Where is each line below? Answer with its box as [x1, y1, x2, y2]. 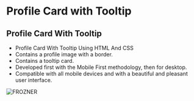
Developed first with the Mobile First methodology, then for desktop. [15, 64, 187, 71]
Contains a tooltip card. [15, 57, 74, 64]
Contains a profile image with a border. [15, 51, 113, 58]
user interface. [15, 77, 52, 83]
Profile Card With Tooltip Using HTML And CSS [15, 44, 134, 51]
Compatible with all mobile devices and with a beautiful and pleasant [15, 70, 188, 77]
